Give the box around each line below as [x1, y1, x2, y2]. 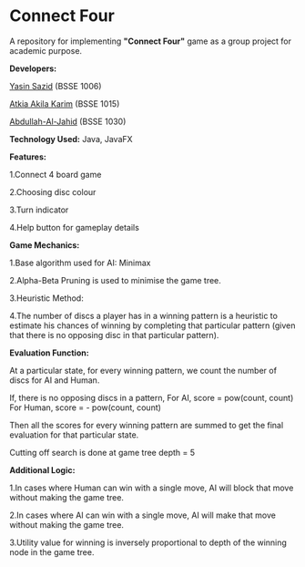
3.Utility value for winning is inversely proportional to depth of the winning [9, 537, 287, 548]
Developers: [9, 63, 57, 74]
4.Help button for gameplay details [9, 222, 139, 232]
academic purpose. [9, 45, 83, 56]
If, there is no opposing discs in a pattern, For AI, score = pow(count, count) [9, 392, 294, 403]
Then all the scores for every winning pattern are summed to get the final [9, 419, 284, 430]
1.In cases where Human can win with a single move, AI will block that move [9, 482, 294, 493]
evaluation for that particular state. [9, 429, 139, 440]
